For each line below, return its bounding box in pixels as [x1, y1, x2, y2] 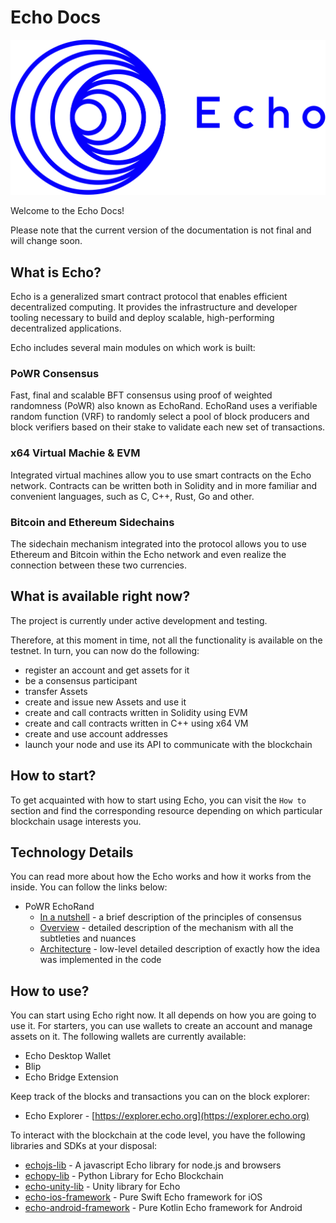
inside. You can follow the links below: [10, 881, 168, 893]
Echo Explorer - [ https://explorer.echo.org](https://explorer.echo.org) [24, 1110, 310, 1122]
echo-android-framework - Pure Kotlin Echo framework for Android [24, 1202, 303, 1214]
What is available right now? [10, 588, 191, 605]
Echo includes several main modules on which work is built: [10, 342, 256, 354]
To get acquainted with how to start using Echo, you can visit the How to [10, 794, 307, 806]
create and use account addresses [24, 727, 168, 740]
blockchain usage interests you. [10, 815, 142, 827]
